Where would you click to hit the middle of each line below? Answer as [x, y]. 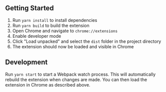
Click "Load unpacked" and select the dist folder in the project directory [87, 41]
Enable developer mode [37, 36]
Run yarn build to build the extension [51, 25]
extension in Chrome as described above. [48, 85]
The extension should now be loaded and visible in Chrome [73, 46]
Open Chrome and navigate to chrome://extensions [65, 31]
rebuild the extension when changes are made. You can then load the [76, 80]
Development [27, 62]
